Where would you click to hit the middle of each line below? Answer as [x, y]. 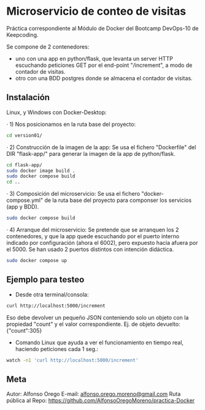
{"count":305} [24, 330]
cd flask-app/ [25, 165]
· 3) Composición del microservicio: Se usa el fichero [73, 194]
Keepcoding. [22, 34]
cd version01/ [25, 135]
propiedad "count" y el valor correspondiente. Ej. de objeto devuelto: [93, 324]
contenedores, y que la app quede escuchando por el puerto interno [93, 236]
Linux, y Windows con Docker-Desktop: [56, 112]
